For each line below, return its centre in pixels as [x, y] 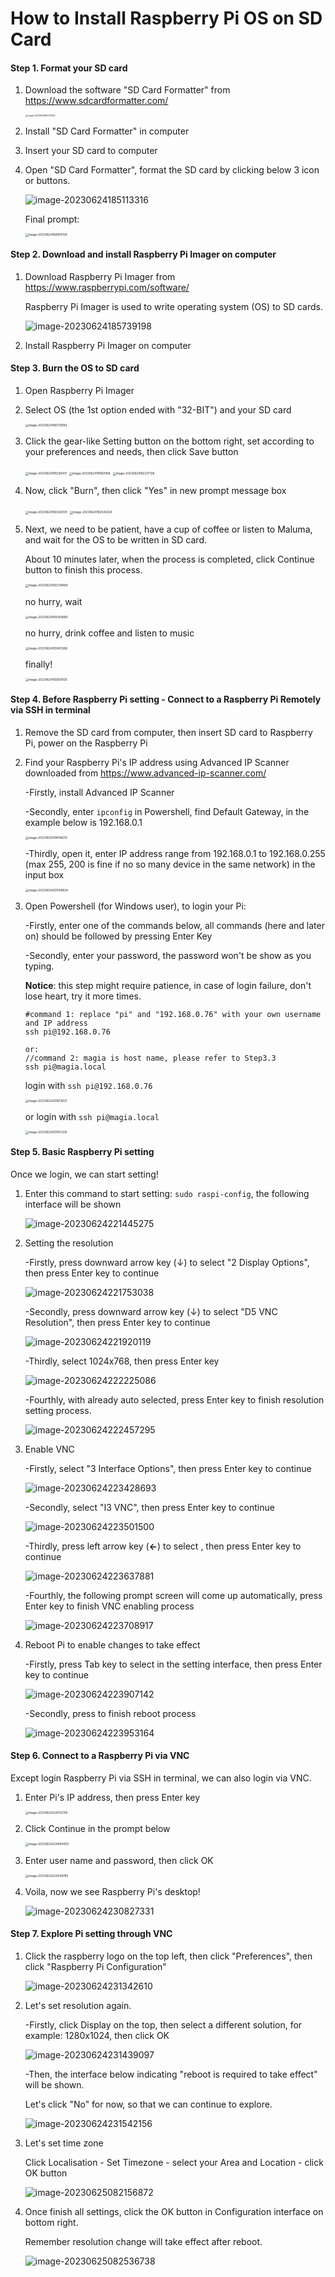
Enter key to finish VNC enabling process [109, 1606]
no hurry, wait [53, 601]
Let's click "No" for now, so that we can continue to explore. [148, 2104]
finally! [38, 664]
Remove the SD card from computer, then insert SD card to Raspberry [168, 732]
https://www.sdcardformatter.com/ [96, 101]
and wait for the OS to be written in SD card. [115, 540]
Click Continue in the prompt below [97, 1829]
